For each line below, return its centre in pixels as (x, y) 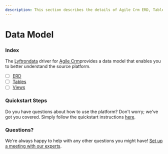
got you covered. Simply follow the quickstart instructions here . (70, 117)
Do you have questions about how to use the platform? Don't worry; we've (82, 111)
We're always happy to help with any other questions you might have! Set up (84, 140)
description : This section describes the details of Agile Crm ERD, (78, 10)
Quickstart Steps (26, 100)
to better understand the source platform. (48, 66)
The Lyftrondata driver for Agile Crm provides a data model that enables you (83, 61)
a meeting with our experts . (33, 146)
